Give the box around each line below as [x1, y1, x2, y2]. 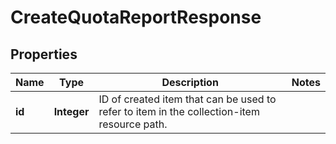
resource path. [98, 117, 168, 131]
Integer [53, 105, 90, 118]
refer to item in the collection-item [98, 105, 260, 118]
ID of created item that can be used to [98, 92, 277, 106]
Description [161, 76, 219, 89]
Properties [10, 46, 78, 63]
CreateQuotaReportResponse [10, 6, 262, 29]
